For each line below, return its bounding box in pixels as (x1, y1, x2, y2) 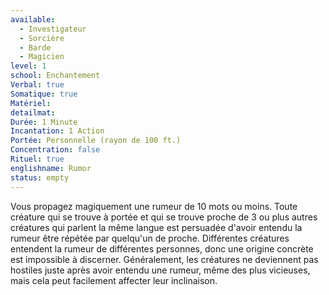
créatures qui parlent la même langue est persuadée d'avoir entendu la (10, 221, 303, 233)
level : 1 (10, 61, 47, 71)
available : (10, 14, 56, 25)
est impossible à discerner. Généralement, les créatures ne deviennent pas (10, 253, 319, 265)
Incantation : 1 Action (10, 126, 105, 136)
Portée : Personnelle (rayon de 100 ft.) (10, 136, 182, 146)
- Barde (19, 42, 52, 53)
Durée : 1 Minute (10, 117, 78, 127)
